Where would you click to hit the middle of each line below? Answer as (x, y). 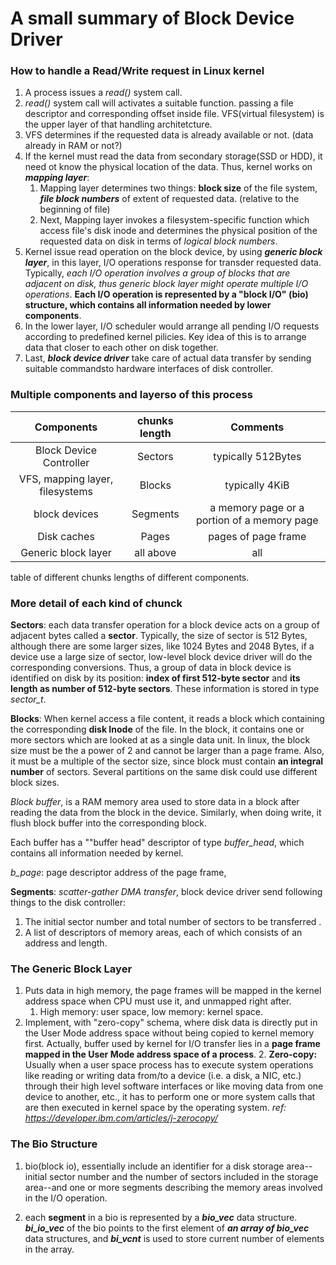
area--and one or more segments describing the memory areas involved (173, 1187)
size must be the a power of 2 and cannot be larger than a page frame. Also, (167, 751)
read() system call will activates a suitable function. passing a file (159, 103)
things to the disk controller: (68, 903)
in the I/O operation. (66, 1198)
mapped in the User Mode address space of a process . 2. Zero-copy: (171, 1054)
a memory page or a (257, 507)
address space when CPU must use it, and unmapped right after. (158, 1001)
